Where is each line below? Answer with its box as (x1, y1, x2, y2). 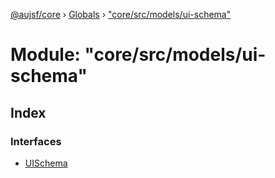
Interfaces (10, 134, 62, 148)
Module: (10, 44, 81, 66)
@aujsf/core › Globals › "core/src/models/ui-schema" (10, 9, 232, 20)
